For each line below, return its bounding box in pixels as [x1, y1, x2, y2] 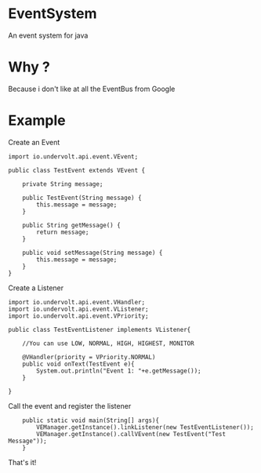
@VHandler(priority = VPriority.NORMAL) [22, 353, 156, 361]
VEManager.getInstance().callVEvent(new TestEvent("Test [36, 430, 226, 438]
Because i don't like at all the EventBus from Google [8, 84, 176, 93]
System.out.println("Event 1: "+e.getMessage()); [36, 366, 201, 375]
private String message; [22, 180, 103, 188]
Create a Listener [8, 283, 64, 293]
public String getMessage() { [22, 221, 121, 229]
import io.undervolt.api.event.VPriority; [8, 311, 149, 320]
